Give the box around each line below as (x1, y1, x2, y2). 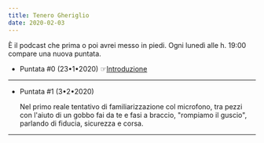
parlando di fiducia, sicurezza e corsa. (19, 119, 144, 128)
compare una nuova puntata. (8, 49, 102, 58)
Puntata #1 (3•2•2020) (19, 86, 94, 96)
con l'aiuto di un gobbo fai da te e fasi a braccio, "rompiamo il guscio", (19, 110, 247, 119)
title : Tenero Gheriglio (8, 11, 90, 20)
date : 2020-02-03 (8, 19, 65, 27)
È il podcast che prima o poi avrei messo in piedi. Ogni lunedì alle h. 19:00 (8, 40, 247, 49)
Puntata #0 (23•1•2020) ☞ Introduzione (19, 64, 148, 73)
